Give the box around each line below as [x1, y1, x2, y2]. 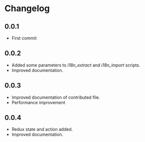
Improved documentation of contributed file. [11, 94, 100, 100]
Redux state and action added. [11, 126, 73, 132]
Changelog [4, 3, 50, 14]
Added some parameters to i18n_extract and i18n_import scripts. [11, 62, 141, 68]
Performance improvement [11, 99, 65, 105]
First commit [11, 35, 37, 41]
